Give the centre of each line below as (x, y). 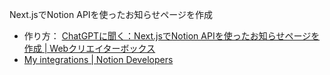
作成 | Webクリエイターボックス (89, 48)
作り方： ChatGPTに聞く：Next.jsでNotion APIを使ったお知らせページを (172, 36)
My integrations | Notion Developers (98, 59)
